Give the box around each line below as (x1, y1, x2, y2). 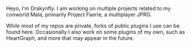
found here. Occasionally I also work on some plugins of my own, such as (6, 28, 185, 35)
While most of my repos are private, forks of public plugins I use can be (6, 23, 180, 29)
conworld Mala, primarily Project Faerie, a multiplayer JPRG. (6, 11, 152, 18)
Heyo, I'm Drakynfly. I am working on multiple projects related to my (6, 5, 171, 12)
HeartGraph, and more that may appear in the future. (6, 35, 134, 41)
